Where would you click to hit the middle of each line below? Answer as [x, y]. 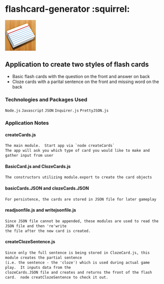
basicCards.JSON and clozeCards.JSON [47, 188]
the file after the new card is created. [48, 231]
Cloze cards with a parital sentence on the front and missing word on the [85, 82]
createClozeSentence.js [30, 242]
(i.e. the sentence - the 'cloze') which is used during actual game [78, 262]
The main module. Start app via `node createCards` [60, 146]
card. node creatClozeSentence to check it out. [57, 277]
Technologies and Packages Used [46, 99]
